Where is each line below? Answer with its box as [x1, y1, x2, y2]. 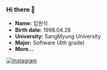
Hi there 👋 [6, 5, 36, 14]
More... [14, 45, 34, 53]
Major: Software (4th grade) [14, 39, 85, 47]
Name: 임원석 [14, 20, 48, 27]
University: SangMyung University [14, 33, 101, 40]
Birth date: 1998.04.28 [14, 26, 71, 34]
